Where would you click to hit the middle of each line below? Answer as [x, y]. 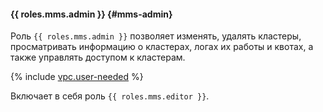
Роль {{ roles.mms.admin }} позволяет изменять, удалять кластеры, [156, 36]
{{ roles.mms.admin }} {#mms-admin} [91, 14]
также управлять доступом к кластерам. [98, 57]
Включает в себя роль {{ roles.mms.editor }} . [110, 96]
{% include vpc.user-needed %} [77, 77]
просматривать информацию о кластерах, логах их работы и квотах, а [162, 47]
